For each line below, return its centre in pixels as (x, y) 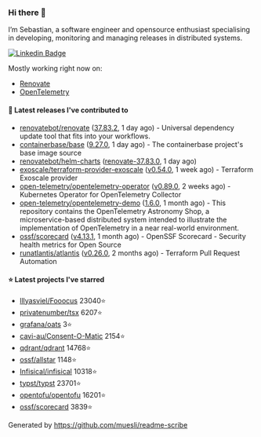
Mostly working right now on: (55, 68)
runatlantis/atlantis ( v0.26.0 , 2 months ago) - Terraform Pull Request (130, 253)
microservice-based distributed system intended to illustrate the (123, 219)
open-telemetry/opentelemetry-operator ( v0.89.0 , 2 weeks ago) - (125, 186)
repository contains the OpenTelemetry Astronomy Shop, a (114, 211)
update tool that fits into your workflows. (85, 136)
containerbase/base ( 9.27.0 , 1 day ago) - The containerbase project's (131, 144)
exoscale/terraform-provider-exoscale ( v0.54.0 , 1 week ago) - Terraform (136, 169)
